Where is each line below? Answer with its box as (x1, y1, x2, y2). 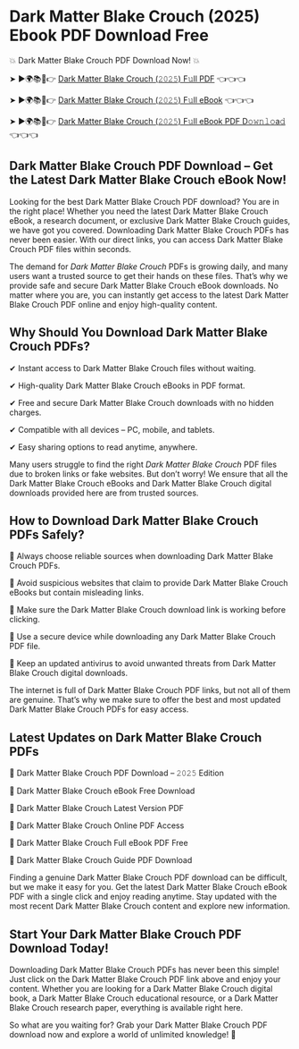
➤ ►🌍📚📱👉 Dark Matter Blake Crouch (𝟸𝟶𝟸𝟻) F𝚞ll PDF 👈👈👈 (9, 73, 245, 84)
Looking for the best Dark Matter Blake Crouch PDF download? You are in (9, 196, 279, 207)
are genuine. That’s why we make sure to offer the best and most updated (9, 695, 281, 706)
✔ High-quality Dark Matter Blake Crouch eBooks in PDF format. (9, 380, 245, 391)
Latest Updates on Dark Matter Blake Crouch (9, 730, 262, 745)
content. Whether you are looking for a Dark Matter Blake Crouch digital (9, 984, 273, 994)
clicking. (9, 614, 40, 625)
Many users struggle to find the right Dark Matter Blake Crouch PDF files (9, 459, 278, 470)
